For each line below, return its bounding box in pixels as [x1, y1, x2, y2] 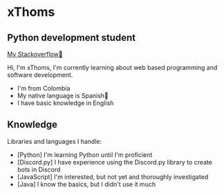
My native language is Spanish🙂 [17, 91, 109, 100]
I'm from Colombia [17, 84, 71, 92]
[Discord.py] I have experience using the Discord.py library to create [17, 158, 213, 166]
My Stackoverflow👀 [7, 50, 64, 58]
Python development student [7, 32, 136, 44]
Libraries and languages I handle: [7, 137, 102, 145]
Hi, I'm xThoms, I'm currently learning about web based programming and [7, 64, 218, 71]
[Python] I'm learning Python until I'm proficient [17, 150, 153, 159]
